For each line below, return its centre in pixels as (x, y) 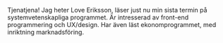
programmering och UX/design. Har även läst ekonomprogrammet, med (112, 25)
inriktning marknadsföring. (46, 32)
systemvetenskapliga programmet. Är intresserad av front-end (98, 17)
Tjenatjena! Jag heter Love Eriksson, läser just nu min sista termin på (107, 10)
